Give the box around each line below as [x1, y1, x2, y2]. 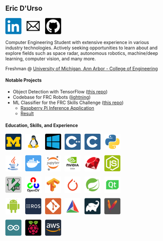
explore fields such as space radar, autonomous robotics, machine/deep [5, 50, 158, 56]
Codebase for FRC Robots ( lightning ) [12, 94, 91, 101]
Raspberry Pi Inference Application [20, 105, 94, 111]
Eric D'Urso [5, 4, 43, 13]
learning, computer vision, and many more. [5, 55, 96, 62]
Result [20, 110, 34, 117]
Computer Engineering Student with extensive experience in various [5, 39, 150, 45]
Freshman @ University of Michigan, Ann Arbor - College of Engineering [5, 65, 158, 71]
